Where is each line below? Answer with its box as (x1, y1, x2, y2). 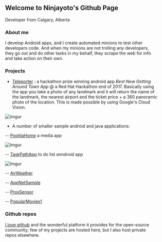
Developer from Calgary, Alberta (5, 17, 70, 22)
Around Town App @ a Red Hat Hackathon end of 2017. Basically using (12, 84, 154, 89)
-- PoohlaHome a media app (5, 133, 62, 138)
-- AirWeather (5, 170, 33, 176)
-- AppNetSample (5, 180, 41, 186)
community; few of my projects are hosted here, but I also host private (5, 227, 146, 233)
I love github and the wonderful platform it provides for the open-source (5, 222, 149, 227)
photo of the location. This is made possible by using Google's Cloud (12, 99, 150, 105)
